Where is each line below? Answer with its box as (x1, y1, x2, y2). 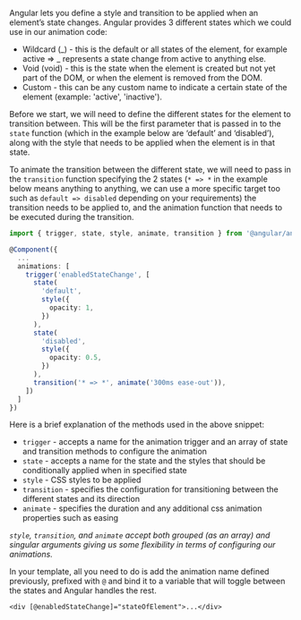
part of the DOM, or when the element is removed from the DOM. (21, 72, 262, 83)
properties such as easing (21, 513, 119, 523)
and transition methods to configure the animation (21, 446, 208, 457)
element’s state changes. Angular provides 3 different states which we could (9, 17, 292, 28)
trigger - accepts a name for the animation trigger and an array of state (21, 437, 288, 447)
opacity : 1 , (48, 303, 94, 312)
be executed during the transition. (9, 212, 134, 222)
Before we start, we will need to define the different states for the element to (9, 109, 291, 119)
